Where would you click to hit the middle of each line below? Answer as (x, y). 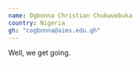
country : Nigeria (37, 23)
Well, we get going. (40, 53)
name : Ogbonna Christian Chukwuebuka (70, 15)
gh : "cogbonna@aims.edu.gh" (55, 30)
